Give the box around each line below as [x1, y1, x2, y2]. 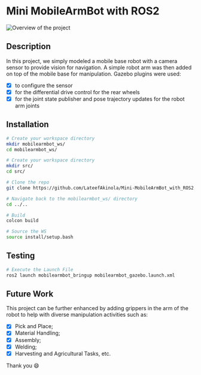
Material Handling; [14, 329, 60, 337]
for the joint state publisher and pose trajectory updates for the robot [14, 95, 185, 103]
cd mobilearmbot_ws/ [6, 146, 58, 152]
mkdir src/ [6, 163, 33, 169]
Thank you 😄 [6, 362, 39, 369]
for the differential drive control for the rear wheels [14, 88, 140, 95]
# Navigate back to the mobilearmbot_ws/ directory [6, 196, 138, 202]
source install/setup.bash [6, 234, 74, 241]
